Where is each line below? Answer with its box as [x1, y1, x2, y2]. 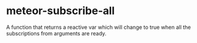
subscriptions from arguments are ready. [6, 29, 107, 37]
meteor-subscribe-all [6, 4, 115, 18]
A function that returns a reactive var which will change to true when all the [6, 24, 191, 31]
